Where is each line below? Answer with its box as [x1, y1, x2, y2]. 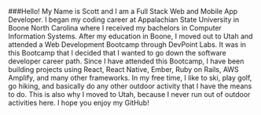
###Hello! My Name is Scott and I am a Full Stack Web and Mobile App [8, 7, 238, 16]
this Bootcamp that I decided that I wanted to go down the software [8, 49, 226, 57]
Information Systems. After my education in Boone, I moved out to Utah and [8, 31, 253, 41]
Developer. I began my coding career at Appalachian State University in [8, 15, 240, 24]
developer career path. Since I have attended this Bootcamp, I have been [8, 56, 244, 66]
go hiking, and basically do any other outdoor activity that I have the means [8, 81, 252, 91]
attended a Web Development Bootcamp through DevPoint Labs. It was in [8, 40, 246, 49]
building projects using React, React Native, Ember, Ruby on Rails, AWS [8, 65, 240, 74]
